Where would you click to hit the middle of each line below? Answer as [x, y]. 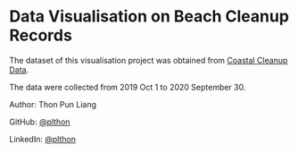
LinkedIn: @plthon [42, 139]
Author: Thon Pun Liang [53, 104]
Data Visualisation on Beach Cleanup [149, 17]
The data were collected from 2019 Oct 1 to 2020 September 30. [128, 87]
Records [41, 35]
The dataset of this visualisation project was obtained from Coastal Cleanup [149, 60]
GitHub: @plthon [40, 122]
